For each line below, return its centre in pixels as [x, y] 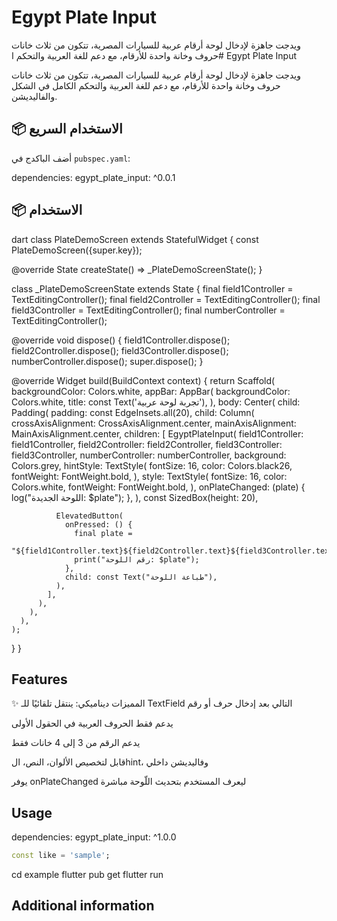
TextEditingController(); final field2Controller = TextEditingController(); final [166, 299]
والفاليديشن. [34, 96]
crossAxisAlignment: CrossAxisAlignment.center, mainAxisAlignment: [154, 423]
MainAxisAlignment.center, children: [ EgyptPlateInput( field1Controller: [157, 433]
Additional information [83, 906]
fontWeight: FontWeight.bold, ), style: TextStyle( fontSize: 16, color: [149, 476]
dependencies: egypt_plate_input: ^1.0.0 [94, 837]
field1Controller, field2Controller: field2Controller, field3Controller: [147, 444]
